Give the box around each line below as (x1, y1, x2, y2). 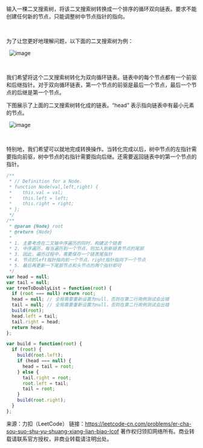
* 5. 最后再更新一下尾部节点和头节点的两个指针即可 (8, 262, 122, 268)
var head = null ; (6, 274, 50, 280)
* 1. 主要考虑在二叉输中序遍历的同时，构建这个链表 (8, 240, 122, 246)
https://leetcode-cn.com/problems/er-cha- (85, 420, 192, 427)
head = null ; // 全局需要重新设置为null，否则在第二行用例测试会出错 (11, 296, 170, 302)
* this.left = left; (8, 195, 69, 201)
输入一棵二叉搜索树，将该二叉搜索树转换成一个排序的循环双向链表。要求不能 (6, 5, 197, 12)
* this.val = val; (8, 189, 63, 195)
